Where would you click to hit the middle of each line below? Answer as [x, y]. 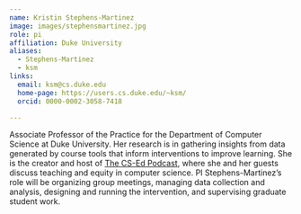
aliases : [26, 51]
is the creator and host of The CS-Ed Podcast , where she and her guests [144, 164]
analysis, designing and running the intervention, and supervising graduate [148, 192]
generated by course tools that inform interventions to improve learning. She [151, 154]
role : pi [26, 34]
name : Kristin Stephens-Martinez [72, 18]
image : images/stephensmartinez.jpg [78, 26]
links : [22, 76]
